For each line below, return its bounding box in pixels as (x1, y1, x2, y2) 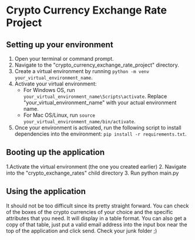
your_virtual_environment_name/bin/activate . (23, 118, 136, 124)
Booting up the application (6, 147, 105, 157)
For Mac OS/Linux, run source (23, 111, 96, 119)
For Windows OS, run (23, 87, 75, 93)
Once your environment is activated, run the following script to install (14, 124, 181, 131)
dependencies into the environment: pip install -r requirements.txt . (14, 130, 187, 137)
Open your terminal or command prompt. (14, 55, 114, 62)
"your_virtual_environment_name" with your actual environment (23, 99, 177, 106)
